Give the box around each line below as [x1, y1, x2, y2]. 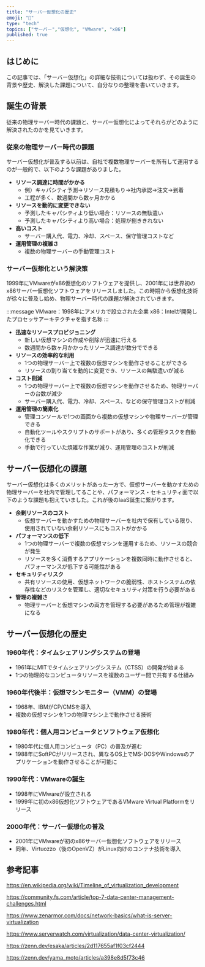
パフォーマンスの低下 [15, 532, 69, 540]
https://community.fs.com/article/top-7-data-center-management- [6, 893, 174, 901]
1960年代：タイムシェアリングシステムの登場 [6, 649, 141, 657]
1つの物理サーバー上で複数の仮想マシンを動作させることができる [24, 360, 188, 367]
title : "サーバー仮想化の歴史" [6, 9, 77, 15]
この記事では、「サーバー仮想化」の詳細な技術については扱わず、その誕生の [6, 73, 196, 80]
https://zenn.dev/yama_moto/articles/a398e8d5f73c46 [6, 954, 145, 961]
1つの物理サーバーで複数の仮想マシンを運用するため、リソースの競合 [24, 540, 198, 547]
